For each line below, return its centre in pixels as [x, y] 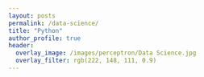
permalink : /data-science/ [54, 23]
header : [21, 46]
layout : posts [32, 16]
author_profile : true [45, 38]
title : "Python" [35, 30]
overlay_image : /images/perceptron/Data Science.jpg [106, 53]
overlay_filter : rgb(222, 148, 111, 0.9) [86, 61]
